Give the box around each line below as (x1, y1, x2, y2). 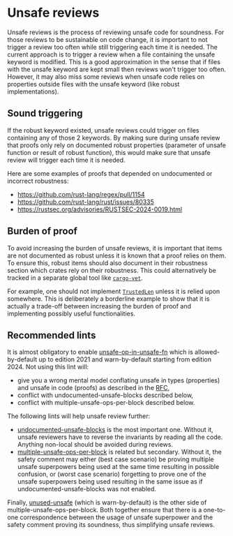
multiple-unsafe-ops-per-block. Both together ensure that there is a (7, 506, 202, 514)
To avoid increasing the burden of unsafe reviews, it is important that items (7, 244, 223, 252)
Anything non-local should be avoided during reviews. (17, 440, 173, 449)
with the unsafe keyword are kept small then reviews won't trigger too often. (7, 65, 227, 73)
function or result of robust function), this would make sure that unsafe (7, 148, 211, 156)
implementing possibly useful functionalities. (7, 309, 136, 318)
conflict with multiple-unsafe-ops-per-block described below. (17, 399, 195, 407)
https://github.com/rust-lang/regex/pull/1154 (17, 190, 145, 198)
